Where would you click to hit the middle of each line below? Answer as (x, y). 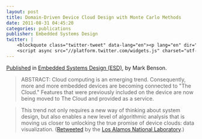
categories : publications (38, 28)
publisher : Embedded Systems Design (52, 34)
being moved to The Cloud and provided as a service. (87, 98)
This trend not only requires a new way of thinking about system (100, 110)
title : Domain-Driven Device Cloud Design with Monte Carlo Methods (94, 17)
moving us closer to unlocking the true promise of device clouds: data (107, 123)
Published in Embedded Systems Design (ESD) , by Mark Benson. (87, 68)
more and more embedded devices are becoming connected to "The (106, 86)
